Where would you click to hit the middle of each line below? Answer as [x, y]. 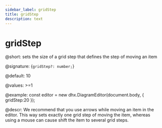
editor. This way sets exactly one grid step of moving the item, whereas [78, 115]
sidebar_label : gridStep [31, 10]
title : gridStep [22, 14]
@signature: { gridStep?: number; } [40, 66]
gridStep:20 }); [20, 100]
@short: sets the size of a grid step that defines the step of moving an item [81, 57]
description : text [24, 19]
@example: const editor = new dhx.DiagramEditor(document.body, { [75, 95]
